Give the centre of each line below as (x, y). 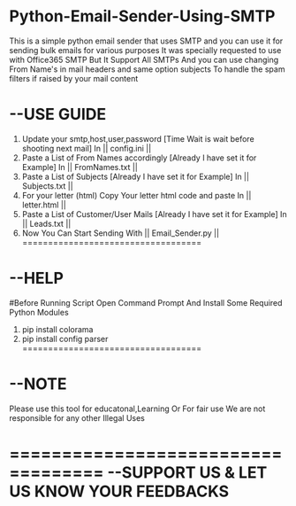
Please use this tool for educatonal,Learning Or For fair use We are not (137, 409)
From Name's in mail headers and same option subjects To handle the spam (147, 69)
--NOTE (38, 384)
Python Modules (39, 312)
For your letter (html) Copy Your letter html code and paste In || (137, 195)
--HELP (37, 279)
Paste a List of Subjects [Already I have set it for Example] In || (136, 176)
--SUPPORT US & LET (187, 472)
